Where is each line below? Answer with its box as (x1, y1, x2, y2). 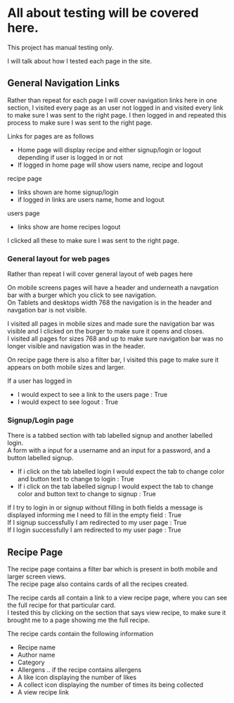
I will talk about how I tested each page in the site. (7, 56, 152, 65)
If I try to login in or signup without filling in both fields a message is (7, 503, 203, 512)
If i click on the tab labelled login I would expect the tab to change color (17, 467, 225, 476)
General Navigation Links (7, 77, 120, 89)
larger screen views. (7, 572, 67, 581)
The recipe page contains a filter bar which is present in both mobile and (7, 565, 218, 574)
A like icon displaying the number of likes (17, 673, 137, 682)
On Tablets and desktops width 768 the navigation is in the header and (7, 298, 212, 307)
